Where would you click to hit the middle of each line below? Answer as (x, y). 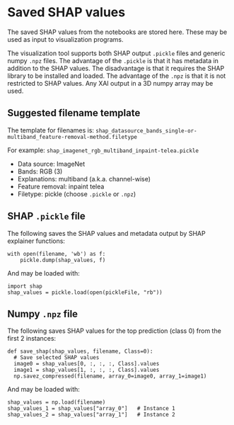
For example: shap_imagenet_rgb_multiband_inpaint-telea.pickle (103, 150)
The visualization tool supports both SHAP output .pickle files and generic (116, 53)
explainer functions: (36, 241)
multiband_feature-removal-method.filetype (72, 137)
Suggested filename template (74, 113)
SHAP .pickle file (47, 216)
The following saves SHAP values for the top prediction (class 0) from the (114, 331)
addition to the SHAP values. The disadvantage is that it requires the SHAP (116, 68)
